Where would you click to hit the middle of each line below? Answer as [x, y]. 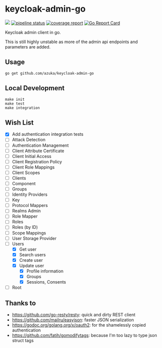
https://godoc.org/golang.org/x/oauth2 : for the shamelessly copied [79, 325]
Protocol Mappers [30, 206]
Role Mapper [25, 216]
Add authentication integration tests [48, 134]
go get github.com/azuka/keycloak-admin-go [50, 73]
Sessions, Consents [46, 282]
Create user [31, 260]
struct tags [23, 340]
